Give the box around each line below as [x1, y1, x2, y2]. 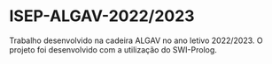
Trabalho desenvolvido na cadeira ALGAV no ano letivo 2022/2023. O [9, 35, 263, 46]
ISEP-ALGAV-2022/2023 [9, 6, 195, 26]
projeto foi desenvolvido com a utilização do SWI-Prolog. [9, 44, 217, 54]
